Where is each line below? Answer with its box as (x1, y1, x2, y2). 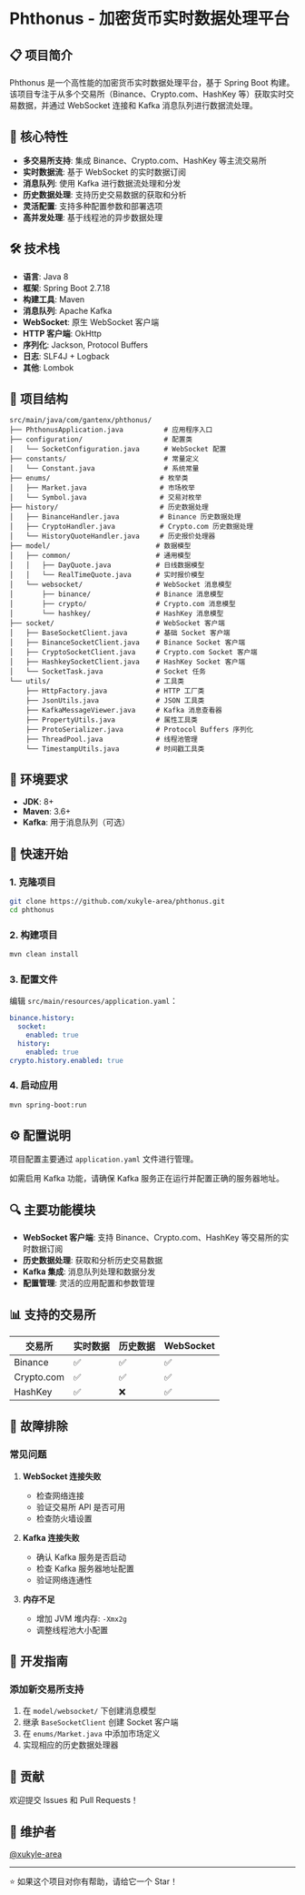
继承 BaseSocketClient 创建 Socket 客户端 (22, 1717, 179, 1728)
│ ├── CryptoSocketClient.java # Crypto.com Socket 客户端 (9, 648, 258, 657)
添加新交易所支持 (9, 1683, 84, 1696)
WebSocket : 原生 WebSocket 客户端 (22, 316, 160, 328)
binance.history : (9, 1014, 75, 1023)
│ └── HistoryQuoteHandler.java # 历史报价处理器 (9, 532, 216, 542)
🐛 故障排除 (9, 1419, 68, 1434)
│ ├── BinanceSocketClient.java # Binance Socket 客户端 (9, 638, 246, 647)
